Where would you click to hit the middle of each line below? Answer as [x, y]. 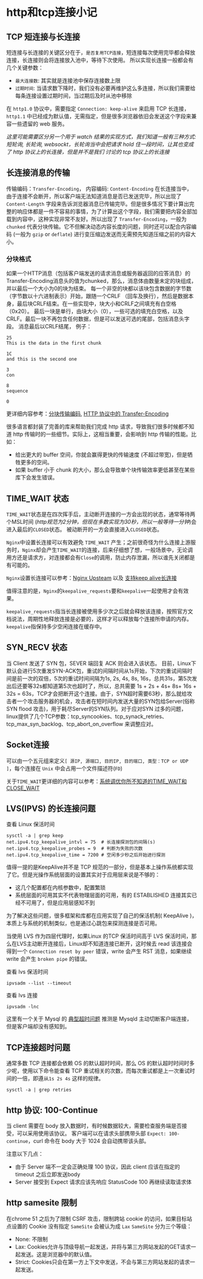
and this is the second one [42, 359]
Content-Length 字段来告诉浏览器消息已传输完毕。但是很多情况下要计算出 [98, 203]
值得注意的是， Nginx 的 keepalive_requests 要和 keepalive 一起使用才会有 [95, 591]
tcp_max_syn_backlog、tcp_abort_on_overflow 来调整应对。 [82, 724]
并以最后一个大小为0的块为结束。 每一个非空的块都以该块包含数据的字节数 [99, 288]
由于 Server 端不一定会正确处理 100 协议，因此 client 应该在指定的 [98, 1167]
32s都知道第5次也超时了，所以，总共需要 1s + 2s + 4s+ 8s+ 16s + [115, 686]
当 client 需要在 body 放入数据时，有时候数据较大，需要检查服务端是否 [94, 1125]
